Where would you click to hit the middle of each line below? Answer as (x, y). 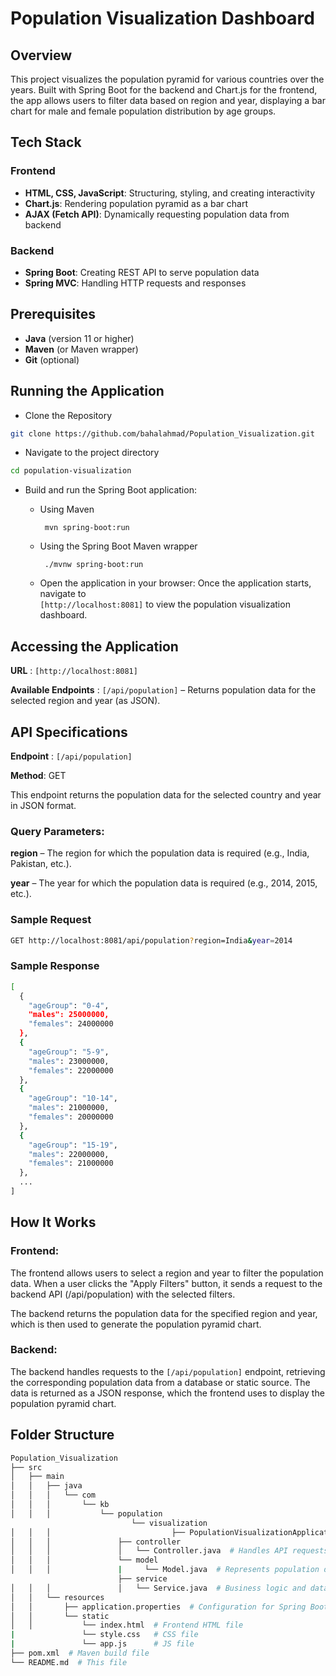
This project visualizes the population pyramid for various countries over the (167, 79)
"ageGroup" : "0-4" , (69, 1005)
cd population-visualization (71, 471)
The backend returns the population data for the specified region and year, (164, 1313)
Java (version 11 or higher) (79, 338)
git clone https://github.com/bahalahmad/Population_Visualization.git (162, 433)
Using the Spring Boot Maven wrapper (118, 546)
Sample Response (55, 966)
